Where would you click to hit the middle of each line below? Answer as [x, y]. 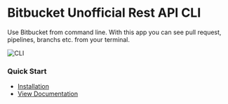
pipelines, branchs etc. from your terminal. [69, 39]
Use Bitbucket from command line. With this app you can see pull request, [114, 32]
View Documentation [48, 94]
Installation [33, 87]
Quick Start [27, 71]
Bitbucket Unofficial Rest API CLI [104, 13]
